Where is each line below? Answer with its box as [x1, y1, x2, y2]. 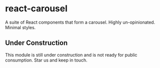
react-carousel [5, 3, 68, 14]
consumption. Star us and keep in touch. [5, 57, 87, 63]
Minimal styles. [5, 24, 36, 30]
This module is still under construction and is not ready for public [5, 52, 137, 58]
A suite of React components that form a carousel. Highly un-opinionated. [5, 19, 156, 25]
